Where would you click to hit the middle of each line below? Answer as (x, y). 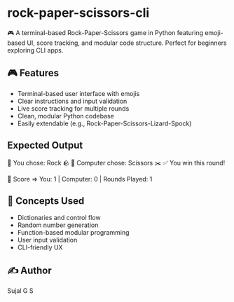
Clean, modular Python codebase (66, 116)
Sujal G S (20, 291)
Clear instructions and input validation (72, 101)
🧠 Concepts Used (46, 201)
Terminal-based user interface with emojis (78, 93)
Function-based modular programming (73, 233)
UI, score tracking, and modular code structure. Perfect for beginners (127, 43)
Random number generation (58, 225)
